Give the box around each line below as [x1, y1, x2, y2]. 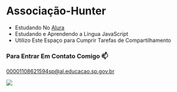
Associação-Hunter [6, 4, 106, 18]
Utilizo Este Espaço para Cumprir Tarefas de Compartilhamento [14, 36, 172, 44]
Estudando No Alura [14, 24, 65, 31]
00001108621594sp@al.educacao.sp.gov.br [6, 68, 115, 75]
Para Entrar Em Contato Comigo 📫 [6, 52, 109, 60]
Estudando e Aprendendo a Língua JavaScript [14, 30, 129, 37]
